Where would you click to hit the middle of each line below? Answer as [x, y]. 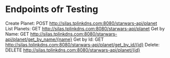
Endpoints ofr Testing [52, 9]
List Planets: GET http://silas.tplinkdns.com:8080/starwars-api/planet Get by [85, 28]
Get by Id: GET [89, 39]
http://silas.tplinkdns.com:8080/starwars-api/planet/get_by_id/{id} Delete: [82, 44]
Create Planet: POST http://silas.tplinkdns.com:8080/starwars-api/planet [81, 23]
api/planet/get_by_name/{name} [39, 39]
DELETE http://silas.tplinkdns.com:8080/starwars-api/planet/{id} [73, 50]
